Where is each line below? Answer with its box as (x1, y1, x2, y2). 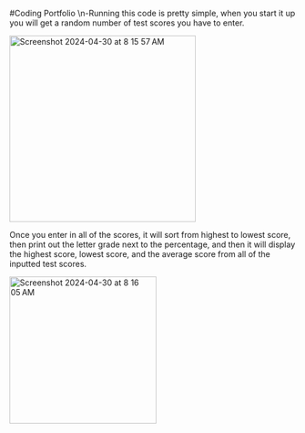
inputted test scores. (9, 259, 87, 269)
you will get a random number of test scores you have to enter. (9, 17, 245, 28)
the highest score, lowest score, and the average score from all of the (9, 249, 270, 259)
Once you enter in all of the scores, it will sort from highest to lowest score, (9, 230, 291, 240)
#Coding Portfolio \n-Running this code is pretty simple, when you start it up (9, 8, 296, 18)
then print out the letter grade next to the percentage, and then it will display (9, 239, 296, 250)
